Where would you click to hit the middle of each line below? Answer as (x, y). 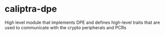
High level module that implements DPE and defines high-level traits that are (82, 22)
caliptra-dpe (31, 9)
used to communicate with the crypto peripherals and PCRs (66, 27)
